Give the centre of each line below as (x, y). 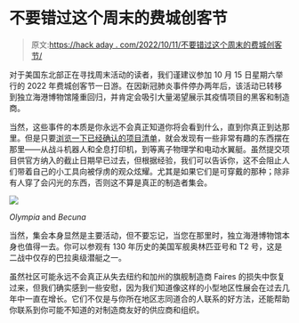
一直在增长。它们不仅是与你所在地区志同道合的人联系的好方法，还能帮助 (157, 298)
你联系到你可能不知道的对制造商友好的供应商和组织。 (107, 310)
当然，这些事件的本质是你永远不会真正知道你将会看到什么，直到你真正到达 (145, 126)
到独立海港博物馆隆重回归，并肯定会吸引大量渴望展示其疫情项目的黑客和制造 (149, 97)
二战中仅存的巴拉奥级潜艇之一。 (68, 257)
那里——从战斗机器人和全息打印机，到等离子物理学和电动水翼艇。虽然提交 (145, 149)
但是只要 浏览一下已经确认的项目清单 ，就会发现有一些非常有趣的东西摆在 (157, 138)
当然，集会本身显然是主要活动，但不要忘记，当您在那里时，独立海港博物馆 (145, 235)
